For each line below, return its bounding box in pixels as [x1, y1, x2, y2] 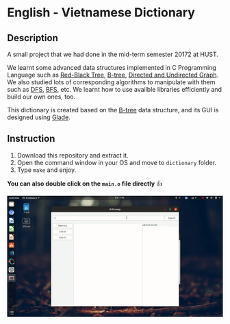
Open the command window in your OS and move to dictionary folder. [16, 158, 217, 166]
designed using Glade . [7, 113, 71, 121]
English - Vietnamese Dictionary [7, 5, 195, 21]
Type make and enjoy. [16, 166, 77, 174]
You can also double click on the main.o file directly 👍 [7, 179, 163, 188]
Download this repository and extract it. [16, 151, 129, 159]
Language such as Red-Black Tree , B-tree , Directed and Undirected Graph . [7, 71, 219, 79]
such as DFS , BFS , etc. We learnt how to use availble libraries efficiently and [7, 86, 222, 93]
